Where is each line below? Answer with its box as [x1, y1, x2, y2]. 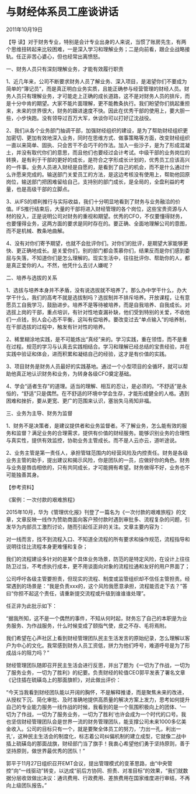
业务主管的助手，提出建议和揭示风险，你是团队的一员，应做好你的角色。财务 [6, 456, 190, 464]
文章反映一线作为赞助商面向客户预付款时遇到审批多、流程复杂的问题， [16, 516, 185, 523]
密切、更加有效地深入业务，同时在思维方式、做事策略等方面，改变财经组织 [10, 134, 190, 141]
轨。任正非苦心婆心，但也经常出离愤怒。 [6, 53, 103, 60]
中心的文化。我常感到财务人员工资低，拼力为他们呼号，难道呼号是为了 [16, 642, 185, 649]
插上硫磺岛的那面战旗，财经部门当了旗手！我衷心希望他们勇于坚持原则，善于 [6, 740, 190, 747]
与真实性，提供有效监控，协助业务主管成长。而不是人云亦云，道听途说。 [6, 437, 180, 444]
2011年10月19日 [6, 26, 43, 33]
